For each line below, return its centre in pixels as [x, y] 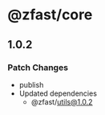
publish [31, 84]
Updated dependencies [58, 93]
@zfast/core [50, 15]
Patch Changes [38, 68]
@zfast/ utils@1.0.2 [62, 101]
